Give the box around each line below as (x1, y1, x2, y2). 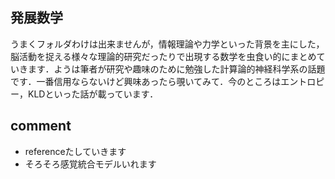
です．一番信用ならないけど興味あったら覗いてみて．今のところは (10, 75, 282, 87)
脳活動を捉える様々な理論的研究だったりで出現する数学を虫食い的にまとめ (10, 50, 317, 62)
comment (10, 118, 72, 135)
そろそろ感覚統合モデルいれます (24, 158, 157, 170)
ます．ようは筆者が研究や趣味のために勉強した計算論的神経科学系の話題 (27, 63, 326, 75)
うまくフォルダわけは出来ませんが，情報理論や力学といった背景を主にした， (10, 38, 325, 50)
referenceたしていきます (24, 145, 127, 157)
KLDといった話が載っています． (27, 88, 159, 100)
